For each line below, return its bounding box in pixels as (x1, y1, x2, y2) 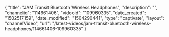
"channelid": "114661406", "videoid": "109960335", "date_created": (5, 10, 146, 16)
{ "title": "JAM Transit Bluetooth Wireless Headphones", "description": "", (5, 5, 158, 10)
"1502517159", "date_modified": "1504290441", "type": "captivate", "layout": (5, 15, 164, 21)
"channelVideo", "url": (5, 20, 52, 26)
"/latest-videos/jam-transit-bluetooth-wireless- (52, 20, 151, 26)
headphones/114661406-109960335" (5, 26, 84, 32)
